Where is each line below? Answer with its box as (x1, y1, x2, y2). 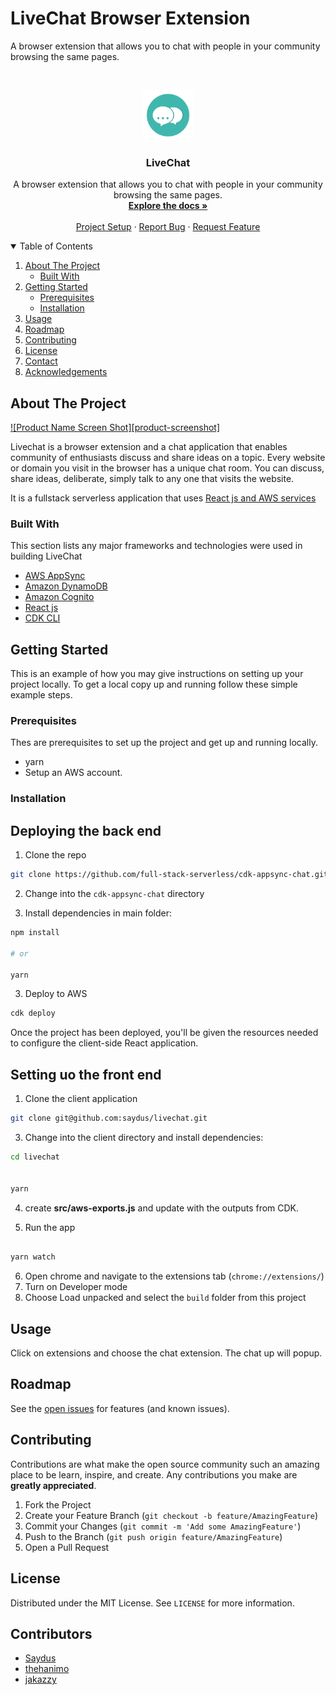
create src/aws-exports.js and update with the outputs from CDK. (24, 1202, 300, 1214)
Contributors (10, 1625, 93, 1642)
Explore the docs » (128, 200, 208, 212)
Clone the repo (24, 849, 87, 861)
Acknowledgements (24, 366, 108, 378)
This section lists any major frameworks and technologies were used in (10, 540, 303, 552)
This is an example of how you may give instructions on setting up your (10, 668, 304, 680)
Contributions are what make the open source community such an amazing (10, 1458, 320, 1470)
